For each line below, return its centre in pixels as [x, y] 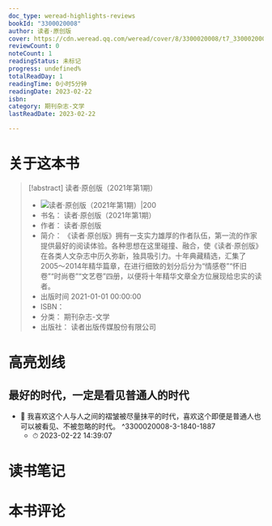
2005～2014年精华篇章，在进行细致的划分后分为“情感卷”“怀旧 [143, 265]
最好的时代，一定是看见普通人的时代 [99, 395]
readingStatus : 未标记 [45, 62]
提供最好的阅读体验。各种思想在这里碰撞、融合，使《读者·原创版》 [151, 245]
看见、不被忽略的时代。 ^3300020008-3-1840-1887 [129, 426]
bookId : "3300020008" [45, 24]
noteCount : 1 [30, 54]
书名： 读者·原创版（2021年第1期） [98, 215]
